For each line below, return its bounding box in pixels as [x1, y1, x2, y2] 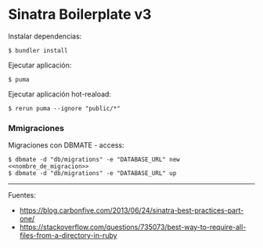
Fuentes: [8, 191, 37, 200]
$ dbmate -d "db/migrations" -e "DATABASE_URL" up [8, 170, 177, 177]
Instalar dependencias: [8, 31, 82, 41]
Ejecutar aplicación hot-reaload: [8, 89, 112, 99]
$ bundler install [8, 46, 68, 54]
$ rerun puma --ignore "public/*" [8, 104, 121, 112]
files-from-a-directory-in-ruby [19, 231, 117, 240]
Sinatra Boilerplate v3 [8, 5, 152, 24]
